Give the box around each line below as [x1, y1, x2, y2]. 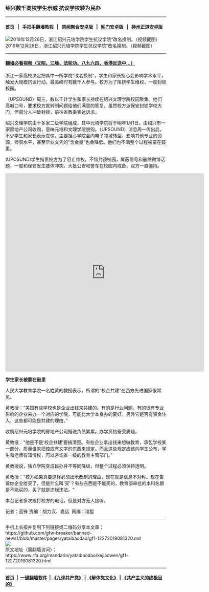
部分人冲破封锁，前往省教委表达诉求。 [18, 109, 100, 115]
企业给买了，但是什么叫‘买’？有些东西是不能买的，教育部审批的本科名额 [14, 480, 165, 486]
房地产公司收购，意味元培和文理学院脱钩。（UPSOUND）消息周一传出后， [9, 126, 165, 132]
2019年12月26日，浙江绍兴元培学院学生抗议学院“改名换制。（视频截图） [5, 43, 155, 49]
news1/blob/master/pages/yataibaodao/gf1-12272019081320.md [5, 535, 141, 541]
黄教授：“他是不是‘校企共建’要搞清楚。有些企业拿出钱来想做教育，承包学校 [5, 439, 162, 445]
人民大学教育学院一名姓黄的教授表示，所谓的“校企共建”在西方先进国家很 [5, 387, 157, 393]
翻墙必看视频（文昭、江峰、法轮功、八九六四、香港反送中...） [5, 60, 135, 66]
